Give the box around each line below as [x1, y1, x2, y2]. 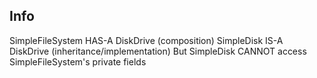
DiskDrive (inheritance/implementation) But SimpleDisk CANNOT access [9, 45, 307, 57]
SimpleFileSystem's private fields [9, 55, 147, 68]
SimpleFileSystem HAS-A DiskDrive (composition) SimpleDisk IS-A [9, 34, 284, 46]
